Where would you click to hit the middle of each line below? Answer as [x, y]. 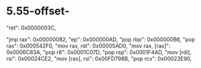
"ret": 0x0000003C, [31, 28]
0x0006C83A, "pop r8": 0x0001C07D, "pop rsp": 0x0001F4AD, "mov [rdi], [99, 52]
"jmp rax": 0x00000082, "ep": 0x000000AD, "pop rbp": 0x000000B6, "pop [101, 39]
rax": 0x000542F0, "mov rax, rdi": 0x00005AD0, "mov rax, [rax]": [88, 46]
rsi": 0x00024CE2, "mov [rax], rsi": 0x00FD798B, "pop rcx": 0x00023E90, [99, 58]
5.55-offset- [38, 11]
